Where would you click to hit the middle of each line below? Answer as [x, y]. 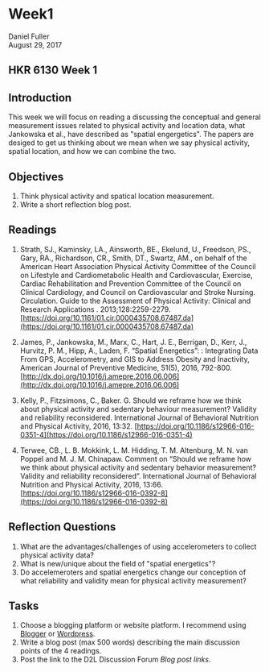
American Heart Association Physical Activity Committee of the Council [138, 266]
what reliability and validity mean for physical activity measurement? [133, 580]
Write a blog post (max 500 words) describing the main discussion [130, 642]
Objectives [36, 177]
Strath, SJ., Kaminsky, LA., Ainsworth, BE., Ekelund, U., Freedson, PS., [135, 249]
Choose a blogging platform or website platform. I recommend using [133, 625]
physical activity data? [57, 555]
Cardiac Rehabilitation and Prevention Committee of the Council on [130, 284]
